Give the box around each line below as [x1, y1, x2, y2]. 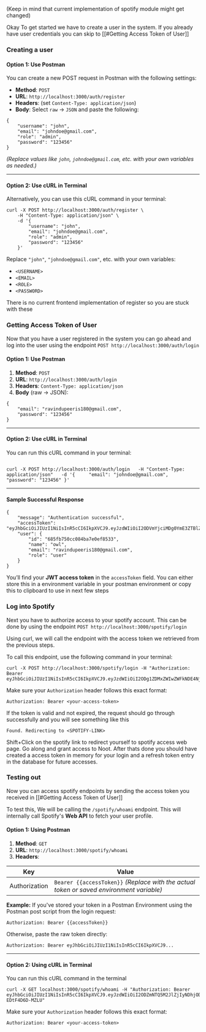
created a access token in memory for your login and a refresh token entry [6, 751, 194, 759]
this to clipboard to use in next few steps [6, 587, 109, 595]
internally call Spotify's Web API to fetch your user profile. [6, 812, 153, 819]
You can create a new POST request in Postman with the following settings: [6, 74, 197, 82]
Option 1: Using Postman [6, 826, 71, 834]
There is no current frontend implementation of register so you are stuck [6, 299, 189, 307]
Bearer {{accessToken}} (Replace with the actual [54, 878, 196, 886]
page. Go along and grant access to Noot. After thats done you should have [6, 745, 197, 752]
